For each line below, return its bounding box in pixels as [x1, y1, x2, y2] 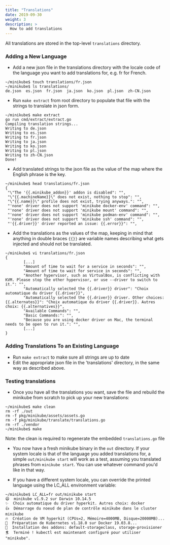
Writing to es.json [5, 131, 47, 136]
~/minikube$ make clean [5, 404, 56, 409]
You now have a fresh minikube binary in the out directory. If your [12, 445, 150, 452]
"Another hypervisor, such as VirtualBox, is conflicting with [23, 273, 160, 278]
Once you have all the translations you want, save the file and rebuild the [12, 389, 165, 395]
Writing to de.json [5, 126, 47, 131]
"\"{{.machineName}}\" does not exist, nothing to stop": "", [7, 195, 142, 200]
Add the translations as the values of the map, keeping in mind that [12, 230, 153, 236]
